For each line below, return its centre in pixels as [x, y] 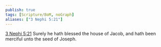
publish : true [20, 10]
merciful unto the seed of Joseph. [41, 39]
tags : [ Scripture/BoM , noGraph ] [40, 15]
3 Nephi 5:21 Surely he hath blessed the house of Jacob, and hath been [81, 34]
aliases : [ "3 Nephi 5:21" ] [34, 19]
